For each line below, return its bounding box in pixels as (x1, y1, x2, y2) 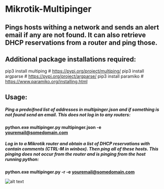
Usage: (5, 93, 28, 101)
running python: (5, 157, 39, 162)
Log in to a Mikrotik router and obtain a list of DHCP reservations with (5, 141, 150, 147)
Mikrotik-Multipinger (5, 3, 92, 15)
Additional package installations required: (5, 55, 137, 63)
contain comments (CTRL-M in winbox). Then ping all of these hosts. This (5, 146, 159, 152)
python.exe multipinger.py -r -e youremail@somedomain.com (5, 169, 135, 175)
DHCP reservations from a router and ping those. (5, 38, 158, 47)
